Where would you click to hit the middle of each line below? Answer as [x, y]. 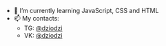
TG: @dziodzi [43, 28]
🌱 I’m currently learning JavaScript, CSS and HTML [86, 11]
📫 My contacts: [37, 18]
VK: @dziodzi [43, 35]
